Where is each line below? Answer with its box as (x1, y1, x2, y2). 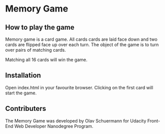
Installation (5, 71, 41, 80)
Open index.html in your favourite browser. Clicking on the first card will (5, 84, 153, 90)
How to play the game (5, 23, 75, 32)
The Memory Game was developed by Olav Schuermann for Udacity (5, 117, 146, 123)
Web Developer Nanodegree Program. (14, 123, 94, 129)
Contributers (5, 104, 47, 113)
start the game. (5, 90, 37, 96)
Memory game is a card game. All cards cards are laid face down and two (5, 36, 158, 42)
